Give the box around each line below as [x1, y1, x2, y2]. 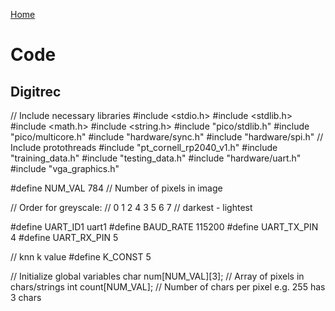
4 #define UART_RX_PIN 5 [10, 232, 119, 243]
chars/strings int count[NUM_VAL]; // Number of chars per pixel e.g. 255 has [10, 281, 326, 293]
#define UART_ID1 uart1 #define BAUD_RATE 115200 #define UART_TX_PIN [10, 221, 319, 233]
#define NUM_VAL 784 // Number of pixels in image [10, 182, 223, 194]
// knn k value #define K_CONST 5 [10, 251, 152, 263]
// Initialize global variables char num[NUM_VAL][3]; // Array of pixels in [10, 270, 305, 282]
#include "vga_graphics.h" [10, 163, 120, 174]
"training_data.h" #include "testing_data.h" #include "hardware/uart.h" [10, 152, 302, 164]
